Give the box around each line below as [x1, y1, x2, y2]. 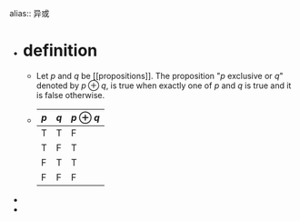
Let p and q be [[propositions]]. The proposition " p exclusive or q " [35, 70, 284, 81]
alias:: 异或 [9, 8, 50, 18]
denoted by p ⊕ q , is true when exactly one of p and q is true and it [35, 80, 292, 91]
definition [22, 40, 98, 61]
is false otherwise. [35, 89, 105, 100]
